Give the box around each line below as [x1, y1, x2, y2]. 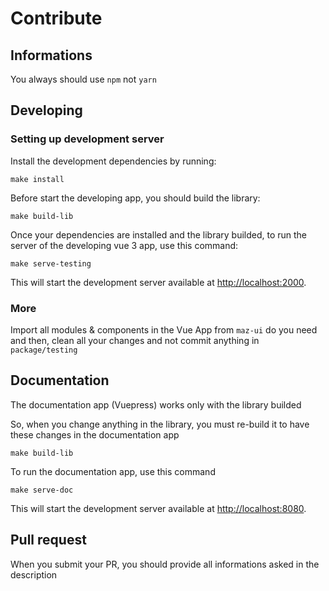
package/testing [10, 345, 78, 355]
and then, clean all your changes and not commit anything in [10, 334, 260, 346]
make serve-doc [10, 485, 74, 495]
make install [10, 174, 65, 184]
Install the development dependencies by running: [10, 155, 217, 167]
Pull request [10, 532, 87, 549]
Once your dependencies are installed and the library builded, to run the [10, 228, 308, 241]
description [10, 568, 58, 581]
